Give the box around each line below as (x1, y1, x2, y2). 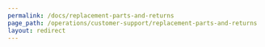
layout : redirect (7, 26, 66, 34)
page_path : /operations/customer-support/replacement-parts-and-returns (7, 19, 258, 27)
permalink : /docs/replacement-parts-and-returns (7, 11, 175, 20)
